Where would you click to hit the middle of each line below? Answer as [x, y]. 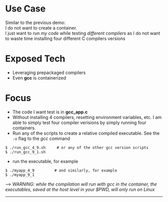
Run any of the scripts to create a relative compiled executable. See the [86, 133]
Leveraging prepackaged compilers [49, 72]
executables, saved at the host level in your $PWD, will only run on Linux [80, 189]
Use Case [25, 9]
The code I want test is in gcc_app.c [50, 112]
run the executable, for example [45, 161]
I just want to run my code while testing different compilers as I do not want [83, 33]
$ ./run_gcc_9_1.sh [25, 152]
